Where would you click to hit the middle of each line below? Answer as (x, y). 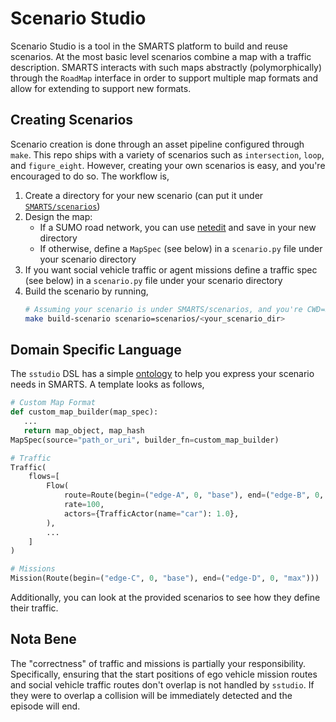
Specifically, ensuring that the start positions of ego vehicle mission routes (164, 674)
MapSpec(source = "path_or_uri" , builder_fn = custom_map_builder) (145, 440)
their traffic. (34, 608)
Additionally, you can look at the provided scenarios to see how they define (165, 598)
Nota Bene (43, 639)
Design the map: (58, 216)
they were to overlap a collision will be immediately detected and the (151, 695)
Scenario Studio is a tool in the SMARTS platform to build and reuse (149, 46)
